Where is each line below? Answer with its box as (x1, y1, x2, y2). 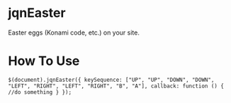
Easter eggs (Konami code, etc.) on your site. (8, 28, 140, 37)
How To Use (8, 53, 80, 69)
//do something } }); (8, 88, 72, 96)
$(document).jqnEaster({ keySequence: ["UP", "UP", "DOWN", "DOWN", (8, 76, 215, 83)
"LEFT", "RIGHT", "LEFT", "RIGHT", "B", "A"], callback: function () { (8, 83, 224, 90)
